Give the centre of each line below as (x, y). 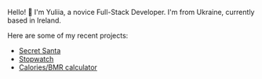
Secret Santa (40, 50)
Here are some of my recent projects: (68, 36)
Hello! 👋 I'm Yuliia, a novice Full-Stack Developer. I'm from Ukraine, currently (131, 12)
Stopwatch (36, 59)
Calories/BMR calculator (58, 67)
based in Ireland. (35, 20)
